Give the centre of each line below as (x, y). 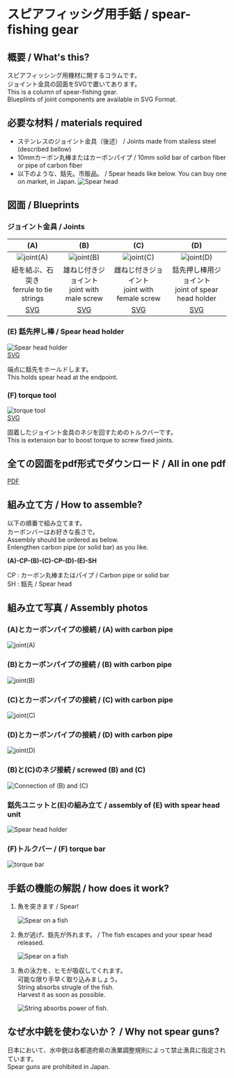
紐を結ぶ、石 (32, 270)
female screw (139, 298)
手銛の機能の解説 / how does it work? (88, 888)
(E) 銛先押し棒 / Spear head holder (66, 331)
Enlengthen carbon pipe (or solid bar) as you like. (78, 547)
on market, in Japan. (47, 181)
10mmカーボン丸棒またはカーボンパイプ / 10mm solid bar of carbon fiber (122, 157)
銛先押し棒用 (193, 270)
